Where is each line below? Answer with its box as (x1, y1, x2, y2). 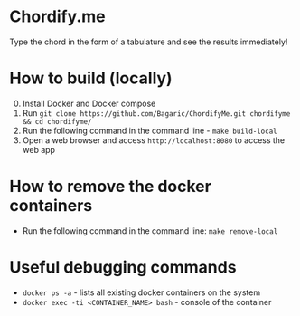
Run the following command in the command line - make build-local (22, 125, 277, 136)
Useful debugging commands (9, 257, 237, 277)
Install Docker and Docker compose (22, 98, 156, 109)
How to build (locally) (9, 68, 173, 89)
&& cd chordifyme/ (22, 117, 92, 126)
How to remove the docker (9, 177, 212, 196)
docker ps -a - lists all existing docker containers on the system (22, 287, 260, 298)
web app (22, 144, 56, 155)
